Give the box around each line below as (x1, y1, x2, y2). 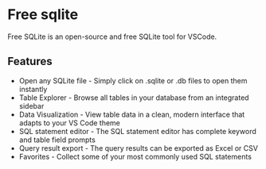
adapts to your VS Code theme (18, 117, 121, 128)
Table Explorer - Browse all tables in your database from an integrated (18, 93, 249, 102)
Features (7, 55, 53, 68)
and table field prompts (18, 135, 96, 144)
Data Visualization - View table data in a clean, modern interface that (18, 109, 245, 119)
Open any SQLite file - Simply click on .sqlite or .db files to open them (18, 75, 248, 85)
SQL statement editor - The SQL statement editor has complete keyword (18, 126, 256, 136)
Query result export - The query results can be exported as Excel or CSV (18, 143, 258, 152)
